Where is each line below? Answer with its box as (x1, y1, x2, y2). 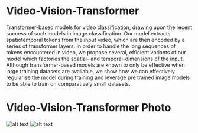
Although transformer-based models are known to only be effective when (6, 61, 185, 69)
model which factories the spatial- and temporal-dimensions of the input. (6, 55, 184, 62)
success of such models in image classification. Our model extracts (6, 30, 171, 37)
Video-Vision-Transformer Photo (6, 101, 171, 115)
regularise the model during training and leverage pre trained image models (6, 74, 190, 81)
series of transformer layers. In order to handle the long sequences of (6, 43, 176, 50)
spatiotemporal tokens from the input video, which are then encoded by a (6, 36, 185, 43)
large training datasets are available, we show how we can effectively (6, 67, 176, 74)
